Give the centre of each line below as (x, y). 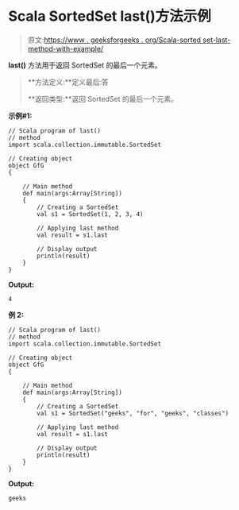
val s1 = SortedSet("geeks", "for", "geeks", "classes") (133, 413)
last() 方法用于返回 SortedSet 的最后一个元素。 (85, 65)
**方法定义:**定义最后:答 (68, 82)
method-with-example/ (66, 48)
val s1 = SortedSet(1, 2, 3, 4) (91, 214)
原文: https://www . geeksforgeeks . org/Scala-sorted (114, 40)
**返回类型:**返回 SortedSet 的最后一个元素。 (103, 99)
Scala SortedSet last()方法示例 (110, 16)
